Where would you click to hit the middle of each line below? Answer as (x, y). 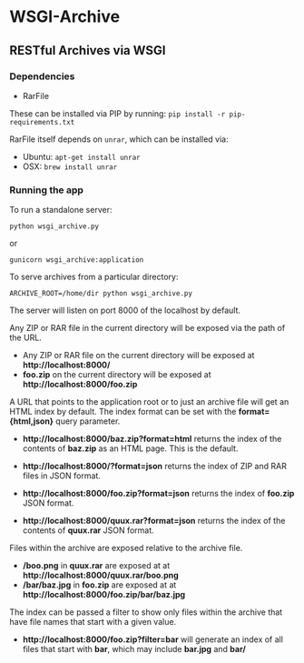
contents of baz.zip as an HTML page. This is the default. (130, 448)
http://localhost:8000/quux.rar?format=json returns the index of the (154, 521)
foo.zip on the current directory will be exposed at (117, 375)
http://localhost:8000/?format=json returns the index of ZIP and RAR (155, 467)
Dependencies (42, 76)
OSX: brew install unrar (70, 166)
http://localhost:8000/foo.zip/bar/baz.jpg (104, 595)
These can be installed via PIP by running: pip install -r (118, 113)
